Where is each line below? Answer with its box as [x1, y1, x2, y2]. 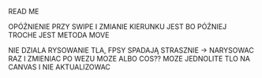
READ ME [8, 7, 39, 16]
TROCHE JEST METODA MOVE [8, 31, 110, 39]
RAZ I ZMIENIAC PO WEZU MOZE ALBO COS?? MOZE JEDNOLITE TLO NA [8, 54, 251, 63]
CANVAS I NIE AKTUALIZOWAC [8, 62, 110, 72]
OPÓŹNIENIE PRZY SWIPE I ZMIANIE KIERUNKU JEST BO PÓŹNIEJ [8, 22, 227, 31]
